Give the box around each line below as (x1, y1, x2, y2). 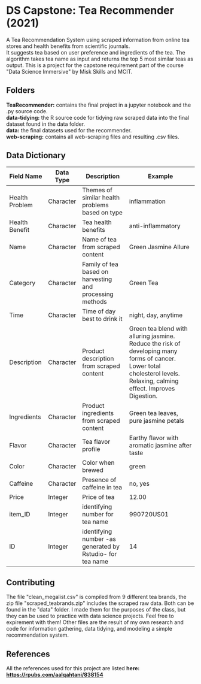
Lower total (129, 362, 161, 370)
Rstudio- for (82, 549, 117, 558)
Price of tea (82, 492, 115, 501)
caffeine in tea (82, 483, 123, 491)
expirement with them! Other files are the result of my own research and (6, 619, 184, 626)
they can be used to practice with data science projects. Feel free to (6, 612, 175, 620)
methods (82, 297, 107, 305)
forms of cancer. (129, 354, 176, 362)
